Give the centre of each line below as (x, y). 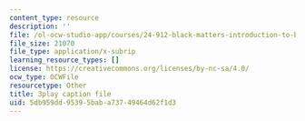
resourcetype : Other (49, 86)
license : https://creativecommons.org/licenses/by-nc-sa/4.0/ (129, 69)
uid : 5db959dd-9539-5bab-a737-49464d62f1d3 (93, 102)
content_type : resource (54, 18)
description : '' (40, 26)
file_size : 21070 (42, 43)
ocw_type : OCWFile (44, 77)
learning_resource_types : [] (64, 60)
